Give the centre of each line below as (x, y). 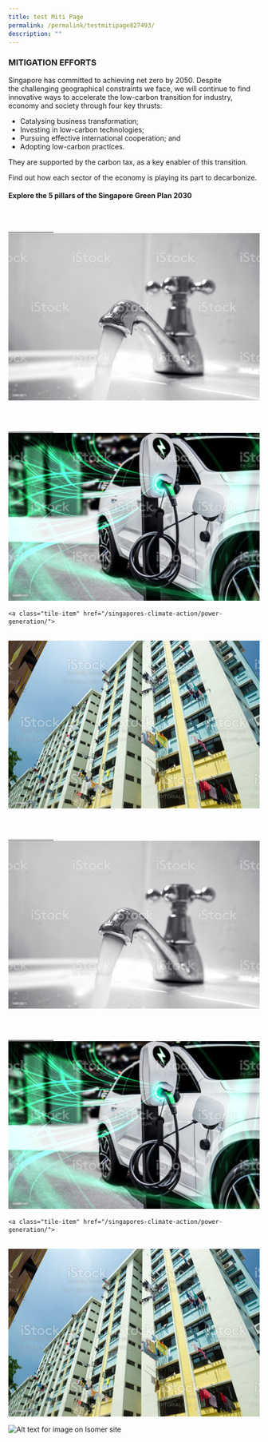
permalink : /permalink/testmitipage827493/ (82, 25)
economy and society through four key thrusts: (85, 105)
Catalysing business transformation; (79, 121)
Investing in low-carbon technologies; (82, 129)
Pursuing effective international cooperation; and (100, 138)
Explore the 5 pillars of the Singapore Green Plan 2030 (100, 196)
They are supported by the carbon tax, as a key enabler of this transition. (128, 162)
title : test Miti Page (46, 17)
